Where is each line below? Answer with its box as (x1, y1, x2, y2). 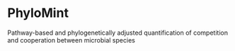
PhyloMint (7, 5, 69, 21)
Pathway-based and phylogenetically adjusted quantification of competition (7, 28, 229, 37)
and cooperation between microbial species (7, 35, 136, 44)
